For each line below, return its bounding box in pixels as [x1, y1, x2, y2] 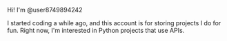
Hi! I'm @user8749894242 [7, 6, 83, 14]
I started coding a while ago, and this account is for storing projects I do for [7, 19, 221, 27]
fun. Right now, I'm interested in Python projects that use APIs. [7, 27, 185, 34]
